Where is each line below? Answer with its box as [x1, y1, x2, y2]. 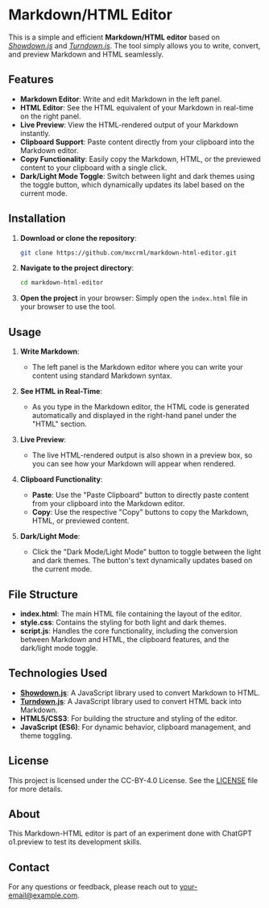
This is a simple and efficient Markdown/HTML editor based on [8, 32, 220, 42]
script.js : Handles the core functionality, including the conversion [19, 626, 238, 636]
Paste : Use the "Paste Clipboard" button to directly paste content [31, 490, 250, 500]
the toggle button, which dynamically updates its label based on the [19, 180, 246, 189]
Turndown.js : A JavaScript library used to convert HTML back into [19, 696, 242, 706]
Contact [8, 860, 50, 874]
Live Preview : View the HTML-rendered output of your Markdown [19, 119, 239, 130]
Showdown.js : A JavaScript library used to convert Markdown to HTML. [19, 687, 260, 698]
